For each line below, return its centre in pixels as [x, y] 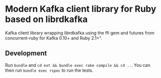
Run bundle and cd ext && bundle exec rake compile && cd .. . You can [78, 65]
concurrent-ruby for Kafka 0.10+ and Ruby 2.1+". [54, 38]
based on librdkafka [46, 19]
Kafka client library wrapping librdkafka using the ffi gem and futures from [80, 33]
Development [26, 53]
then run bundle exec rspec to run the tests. [49, 70]
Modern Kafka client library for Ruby [81, 9]
